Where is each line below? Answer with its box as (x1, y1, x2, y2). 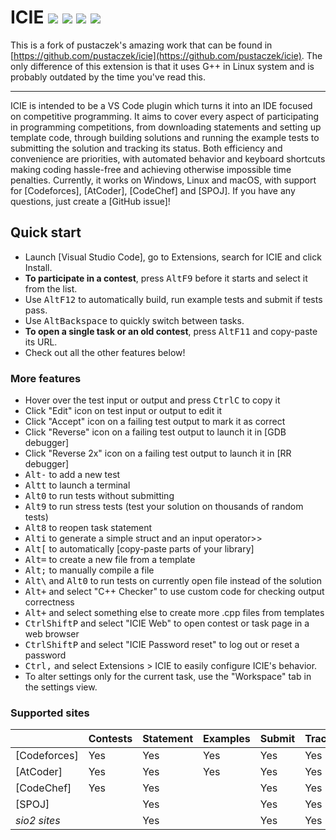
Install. (24, 261, 53, 273)
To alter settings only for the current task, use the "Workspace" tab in (24, 671, 312, 683)
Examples (203, 732, 251, 746)
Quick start (10, 224, 82, 241)
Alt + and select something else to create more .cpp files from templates (24, 607, 325, 619)
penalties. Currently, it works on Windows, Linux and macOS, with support (10, 174, 317, 186)
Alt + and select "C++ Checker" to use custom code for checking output (24, 586, 325, 598)
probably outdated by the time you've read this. (10, 71, 207, 83)
